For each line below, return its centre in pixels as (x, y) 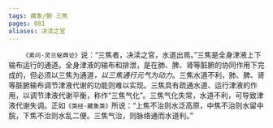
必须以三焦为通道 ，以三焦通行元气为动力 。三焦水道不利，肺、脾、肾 (150, 75)
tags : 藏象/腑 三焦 (38, 16)
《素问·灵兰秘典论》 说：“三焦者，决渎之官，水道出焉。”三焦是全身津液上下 (142, 55)
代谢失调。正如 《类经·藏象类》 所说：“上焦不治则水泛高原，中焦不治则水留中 (139, 105)
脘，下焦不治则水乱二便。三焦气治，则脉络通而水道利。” (101, 116)
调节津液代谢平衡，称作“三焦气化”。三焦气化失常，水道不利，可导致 (143, 96)
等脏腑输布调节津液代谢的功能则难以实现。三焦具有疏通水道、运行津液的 (129, 85)
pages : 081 (27, 23)
